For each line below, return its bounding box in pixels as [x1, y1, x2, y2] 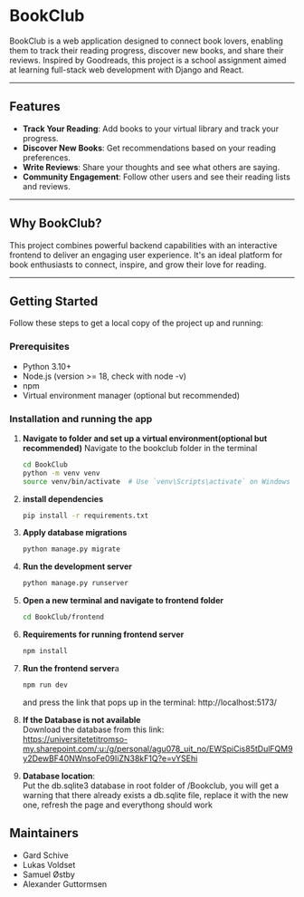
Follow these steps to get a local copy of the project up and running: [9, 318, 264, 329]
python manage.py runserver [22, 579, 128, 588]
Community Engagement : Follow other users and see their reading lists [22, 171, 291, 182]
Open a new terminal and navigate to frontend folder [22, 595, 224, 606]
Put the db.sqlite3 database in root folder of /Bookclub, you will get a [22, 780, 280, 791]
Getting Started [9, 294, 99, 309]
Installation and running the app [9, 412, 153, 425]
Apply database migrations [22, 527, 128, 538]
